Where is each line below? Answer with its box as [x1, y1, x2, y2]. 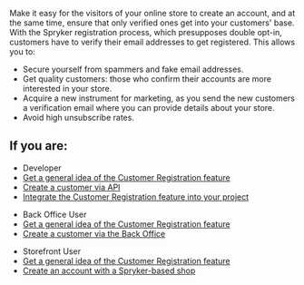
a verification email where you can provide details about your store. [22, 103, 275, 113]
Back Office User [22, 209, 87, 220]
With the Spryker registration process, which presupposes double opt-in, [9, 27, 283, 37]
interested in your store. [22, 84, 113, 93]
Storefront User [22, 245, 82, 257]
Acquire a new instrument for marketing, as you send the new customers [22, 93, 295, 103]
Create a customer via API [22, 182, 121, 192]
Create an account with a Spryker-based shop [22, 265, 196, 276]
